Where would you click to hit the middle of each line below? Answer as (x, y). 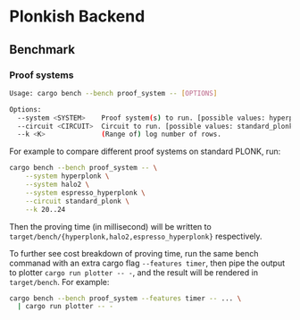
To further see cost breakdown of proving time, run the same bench (134, 253)
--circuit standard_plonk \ (77, 201)
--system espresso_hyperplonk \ (85, 193)
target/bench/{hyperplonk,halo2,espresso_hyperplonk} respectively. (136, 236)
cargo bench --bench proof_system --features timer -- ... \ (125, 298)
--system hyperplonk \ (67, 176)
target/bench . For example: (59, 282)
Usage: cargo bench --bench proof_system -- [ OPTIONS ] (113, 93)
